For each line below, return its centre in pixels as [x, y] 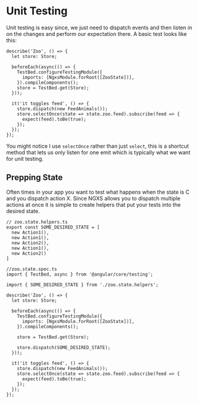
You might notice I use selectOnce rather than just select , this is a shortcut [98, 146]
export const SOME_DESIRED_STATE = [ [53, 227]
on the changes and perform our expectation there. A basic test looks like [97, 33]
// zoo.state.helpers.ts [37, 222]
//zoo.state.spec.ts [32, 269]
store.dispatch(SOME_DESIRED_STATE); [64, 347]
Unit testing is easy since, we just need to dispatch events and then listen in [99, 28]
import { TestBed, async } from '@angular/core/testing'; [80, 274]
